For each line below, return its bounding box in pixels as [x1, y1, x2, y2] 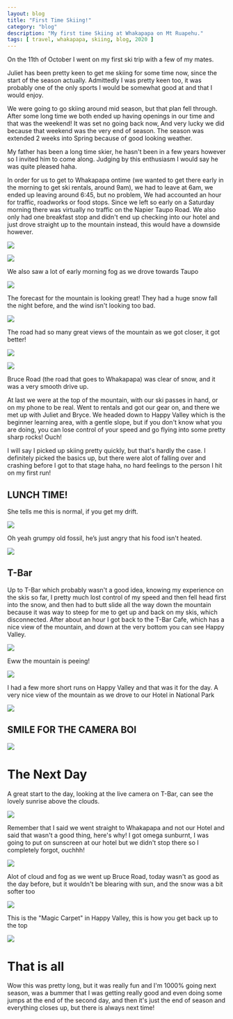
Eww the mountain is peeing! [7, 657, 90, 665]
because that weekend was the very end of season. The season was [7, 127, 204, 135]
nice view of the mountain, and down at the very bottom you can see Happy [7, 622, 225, 631]
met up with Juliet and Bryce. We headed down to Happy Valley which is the [7, 411, 226, 419]
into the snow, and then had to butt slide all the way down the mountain [7, 600, 211, 608]
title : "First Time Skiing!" [7, 17, 92, 24]
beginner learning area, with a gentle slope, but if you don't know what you [7, 418, 223, 427]
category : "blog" [7, 23, 58, 30]
